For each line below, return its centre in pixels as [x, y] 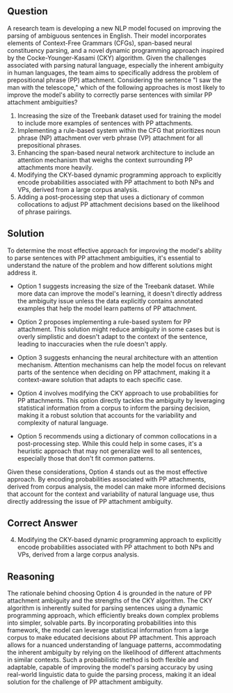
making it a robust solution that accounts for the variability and [107, 415]
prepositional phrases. [49, 145]
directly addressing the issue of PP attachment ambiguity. [90, 501]
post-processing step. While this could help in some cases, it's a [110, 443]
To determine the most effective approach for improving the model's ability [115, 250]
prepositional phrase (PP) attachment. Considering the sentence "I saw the [114, 80]
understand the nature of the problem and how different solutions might [110, 265]
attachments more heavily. [55, 167]
